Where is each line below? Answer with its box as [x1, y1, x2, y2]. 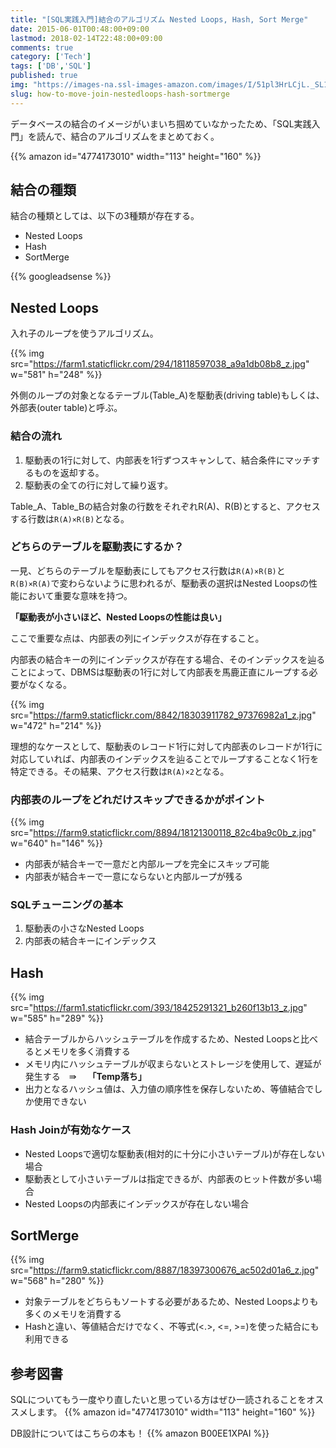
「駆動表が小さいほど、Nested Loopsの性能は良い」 [10, 611, 227, 623]
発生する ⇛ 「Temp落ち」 [24, 1071, 147, 1083]
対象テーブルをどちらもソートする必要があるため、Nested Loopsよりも [24, 1296, 319, 1308]
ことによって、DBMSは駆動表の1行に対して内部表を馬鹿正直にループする [10, 666, 310, 678]
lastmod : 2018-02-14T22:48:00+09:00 [10, 33, 163, 43]
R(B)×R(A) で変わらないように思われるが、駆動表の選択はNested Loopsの [10, 577, 310, 589]
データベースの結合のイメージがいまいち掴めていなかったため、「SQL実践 [10, 117, 312, 130]
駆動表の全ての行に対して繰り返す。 [24, 479, 173, 491]
